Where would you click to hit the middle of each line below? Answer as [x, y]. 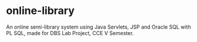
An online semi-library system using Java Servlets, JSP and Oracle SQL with [98, 27]
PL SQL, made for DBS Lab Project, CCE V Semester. [70, 33]
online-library [40, 11]
